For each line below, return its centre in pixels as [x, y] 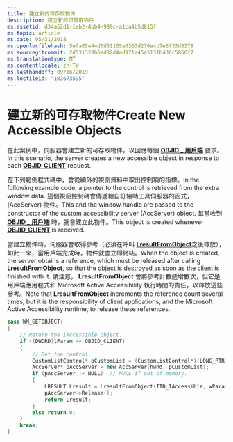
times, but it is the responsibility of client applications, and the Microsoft [110, 302]
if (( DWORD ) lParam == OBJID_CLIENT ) [73, 341]
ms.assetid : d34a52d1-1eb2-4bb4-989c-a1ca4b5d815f [82, 26]
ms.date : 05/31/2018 [37, 40]
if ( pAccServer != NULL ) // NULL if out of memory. [110, 374]
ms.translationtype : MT [42, 59]
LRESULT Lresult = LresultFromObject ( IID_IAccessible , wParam [136, 387]
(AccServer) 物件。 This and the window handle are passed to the [101, 205]
